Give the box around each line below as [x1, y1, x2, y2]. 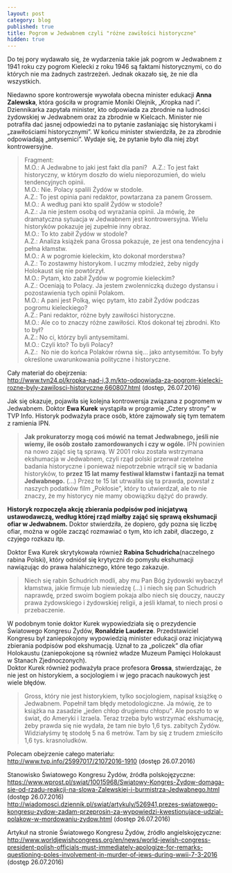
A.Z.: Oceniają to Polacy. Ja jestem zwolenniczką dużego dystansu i [24, 282, 218, 290]
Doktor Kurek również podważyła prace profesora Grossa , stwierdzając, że [7, 664, 222, 672]
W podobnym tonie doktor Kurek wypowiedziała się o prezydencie [7, 619, 197, 628]
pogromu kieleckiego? [24, 304, 88, 312]
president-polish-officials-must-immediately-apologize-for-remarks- [7, 843, 203, 851]
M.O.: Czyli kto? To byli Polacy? [24, 341, 114, 349]
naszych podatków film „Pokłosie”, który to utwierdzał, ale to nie [24, 484, 208, 493]
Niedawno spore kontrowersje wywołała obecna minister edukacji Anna [7, 91, 212, 99]
